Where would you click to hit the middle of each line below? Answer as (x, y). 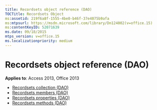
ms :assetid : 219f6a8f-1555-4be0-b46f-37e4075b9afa (57, 18)
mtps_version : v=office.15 (32, 37)
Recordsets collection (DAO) (40, 87)
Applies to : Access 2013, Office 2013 (42, 78)
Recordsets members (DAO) (40, 93)
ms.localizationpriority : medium (39, 41)
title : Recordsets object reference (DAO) (48, 9)
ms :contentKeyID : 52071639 (32, 27)
